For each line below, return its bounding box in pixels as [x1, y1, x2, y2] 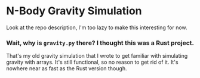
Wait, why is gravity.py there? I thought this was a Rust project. [6, 39, 194, 47]
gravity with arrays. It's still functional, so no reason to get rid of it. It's [6, 58, 179, 66]
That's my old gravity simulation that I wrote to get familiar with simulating [6, 52, 188, 60]
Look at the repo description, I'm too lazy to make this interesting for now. [6, 24, 187, 31]
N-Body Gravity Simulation [6, 4, 142, 18]
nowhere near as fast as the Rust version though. [6, 65, 127, 72]
